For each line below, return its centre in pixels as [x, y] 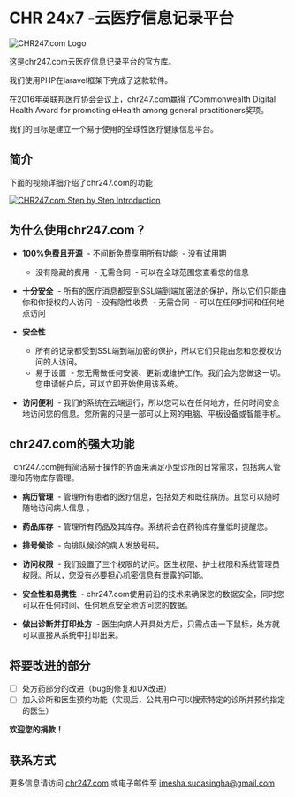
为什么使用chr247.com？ [78, 230]
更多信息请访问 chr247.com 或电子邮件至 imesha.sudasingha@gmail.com [142, 783]
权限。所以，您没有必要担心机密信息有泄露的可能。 [115, 575]
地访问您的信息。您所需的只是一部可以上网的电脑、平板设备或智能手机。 [153, 413]
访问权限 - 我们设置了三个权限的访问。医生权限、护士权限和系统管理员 [151, 564]
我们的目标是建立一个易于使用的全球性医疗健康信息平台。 [113, 128]
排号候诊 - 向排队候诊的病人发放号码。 [93, 546]
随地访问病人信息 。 [58, 508]
